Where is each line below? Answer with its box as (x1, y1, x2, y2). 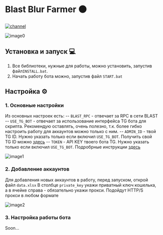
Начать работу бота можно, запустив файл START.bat (12, 73, 123, 79)
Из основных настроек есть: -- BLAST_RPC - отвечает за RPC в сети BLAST (5, 113, 158, 119)
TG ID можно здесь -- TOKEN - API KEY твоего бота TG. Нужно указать (5, 139, 149, 145)
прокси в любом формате (5, 192, 59, 198)
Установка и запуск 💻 (5, 47, 76, 56)
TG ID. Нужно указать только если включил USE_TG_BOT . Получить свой (5, 134, 152, 139)
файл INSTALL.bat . (12, 68, 48, 74)
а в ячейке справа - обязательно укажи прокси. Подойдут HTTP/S (5, 187, 144, 193)
